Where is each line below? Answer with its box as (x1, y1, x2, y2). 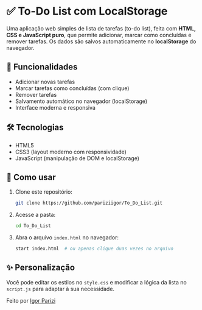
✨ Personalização (6, 262, 75, 273)
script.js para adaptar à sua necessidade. (6, 285, 114, 292)
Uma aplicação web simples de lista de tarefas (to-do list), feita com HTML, (6, 24, 196, 32)
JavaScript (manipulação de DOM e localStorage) (15, 154, 140, 162)
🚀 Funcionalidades (6, 62, 78, 72)
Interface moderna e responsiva (15, 104, 96, 111)
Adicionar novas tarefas (15, 78, 75, 85)
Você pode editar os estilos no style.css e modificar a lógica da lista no (6, 278, 187, 286)
